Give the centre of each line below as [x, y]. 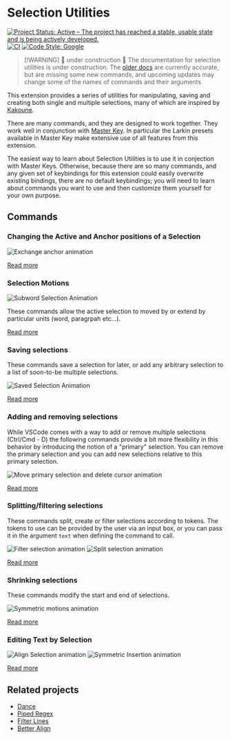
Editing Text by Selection [50, 640]
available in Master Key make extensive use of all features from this [103, 138]
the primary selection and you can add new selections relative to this [105, 454]
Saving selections [38, 350]
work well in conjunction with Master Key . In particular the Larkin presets [110, 130]
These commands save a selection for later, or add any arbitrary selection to [115, 365]
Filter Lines [33, 721]
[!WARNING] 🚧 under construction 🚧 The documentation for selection [122, 59]
